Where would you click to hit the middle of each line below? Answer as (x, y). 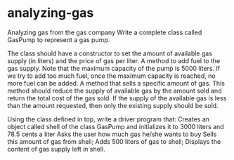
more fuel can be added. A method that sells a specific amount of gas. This (116, 83)
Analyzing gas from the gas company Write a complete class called (105, 32)
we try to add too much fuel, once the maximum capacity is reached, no (111, 76)
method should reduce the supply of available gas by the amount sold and (115, 91)
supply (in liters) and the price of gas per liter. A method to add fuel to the (114, 60)
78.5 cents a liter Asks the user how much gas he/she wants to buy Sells (112, 134)
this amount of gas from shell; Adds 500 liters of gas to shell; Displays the (114, 141)
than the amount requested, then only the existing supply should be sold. (113, 105)
